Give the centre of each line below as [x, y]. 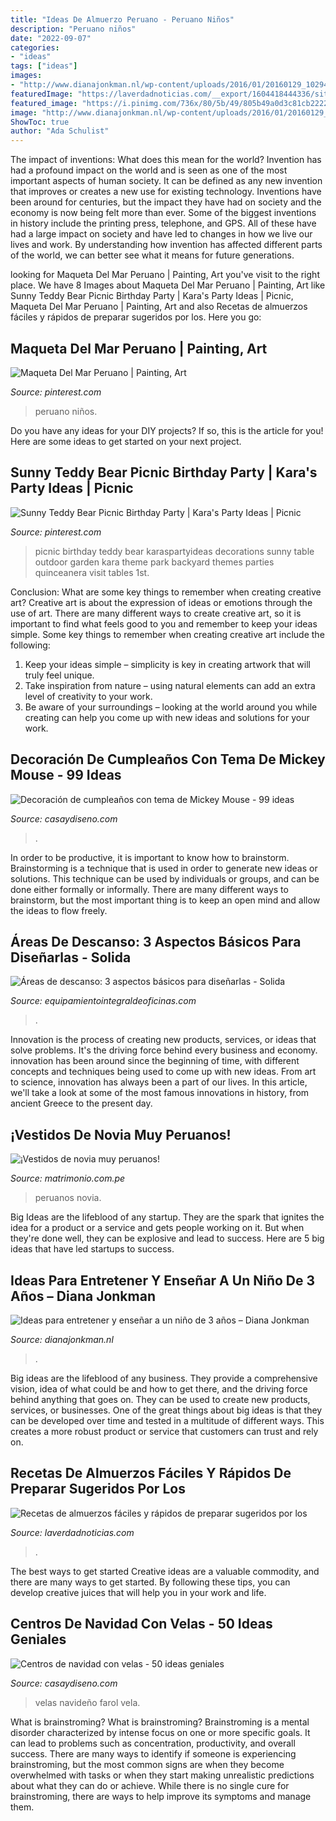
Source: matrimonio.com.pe [68, 1178]
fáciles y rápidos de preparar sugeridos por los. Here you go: [136, 317]
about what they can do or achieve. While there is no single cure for [150, 1785]
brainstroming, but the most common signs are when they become [147, 1764]
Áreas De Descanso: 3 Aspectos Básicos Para [156, 941]
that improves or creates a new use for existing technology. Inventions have [166, 192]
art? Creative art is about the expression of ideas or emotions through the [161, 602]
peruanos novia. [68, 1198]
